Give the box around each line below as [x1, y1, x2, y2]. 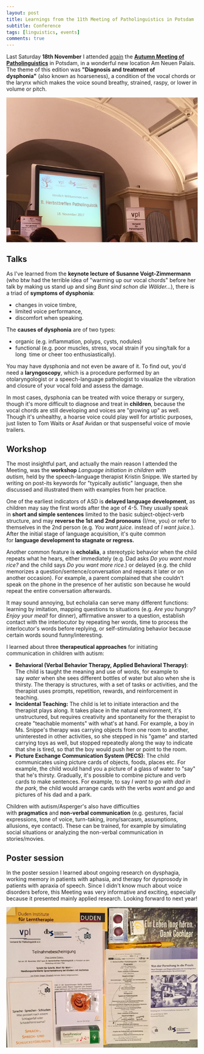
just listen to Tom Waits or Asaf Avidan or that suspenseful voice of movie [6, 420, 191, 427]
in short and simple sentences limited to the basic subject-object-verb [6, 511, 185, 518]
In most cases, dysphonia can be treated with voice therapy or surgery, [6, 394, 185, 401]
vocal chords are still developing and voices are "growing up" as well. [6, 407, 180, 414]
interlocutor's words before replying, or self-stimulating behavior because [6, 625, 191, 632]
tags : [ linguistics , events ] [6, 29, 80, 35]
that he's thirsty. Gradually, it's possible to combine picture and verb [15, 771, 186, 779]
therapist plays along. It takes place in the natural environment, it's [15, 707, 182, 714]
